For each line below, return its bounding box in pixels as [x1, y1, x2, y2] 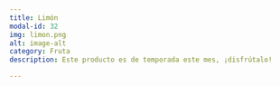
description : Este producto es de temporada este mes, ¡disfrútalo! [9, 55, 273, 64]
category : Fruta [9, 47, 70, 56]
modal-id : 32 [9, 22, 59, 31]
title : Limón [9, 13, 59, 23]
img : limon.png [9, 30, 67, 39]
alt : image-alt [9, 38, 67, 48]
